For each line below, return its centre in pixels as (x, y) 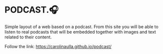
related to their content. (28, 37)
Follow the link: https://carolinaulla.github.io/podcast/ (58, 46)
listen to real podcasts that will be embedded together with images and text (80, 32)
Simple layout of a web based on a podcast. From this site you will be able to (81, 27)
